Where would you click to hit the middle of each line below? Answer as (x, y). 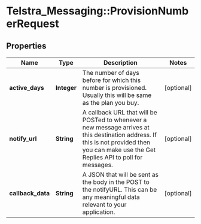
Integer (66, 88)
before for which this (112, 80)
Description (121, 63)
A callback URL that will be (120, 112)
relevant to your (104, 205)
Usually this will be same (117, 95)
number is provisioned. (115, 88)
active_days (27, 88)
